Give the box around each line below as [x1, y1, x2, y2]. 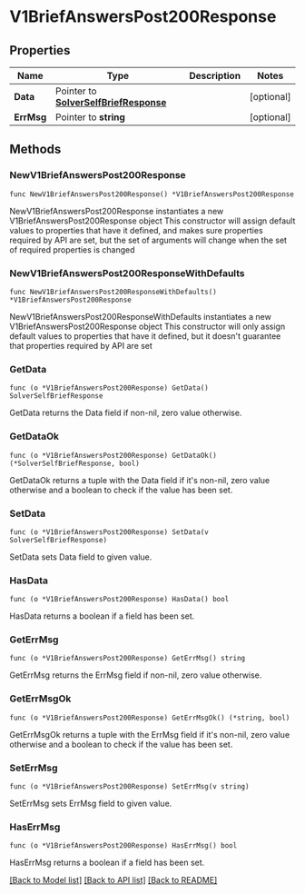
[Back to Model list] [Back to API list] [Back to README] [9, 875, 218, 886]
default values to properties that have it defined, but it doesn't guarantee [9, 330, 281, 342]
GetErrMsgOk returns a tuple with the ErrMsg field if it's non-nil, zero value [9, 729, 290, 740]
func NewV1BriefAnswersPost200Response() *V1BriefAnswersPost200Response [9, 189, 295, 199]
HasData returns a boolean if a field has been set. [9, 611, 195, 621]
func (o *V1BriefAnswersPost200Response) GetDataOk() [9, 451, 218, 460]
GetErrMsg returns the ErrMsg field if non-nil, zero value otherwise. [9, 670, 262, 680]
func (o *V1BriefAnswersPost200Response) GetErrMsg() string [9, 654, 246, 663]
